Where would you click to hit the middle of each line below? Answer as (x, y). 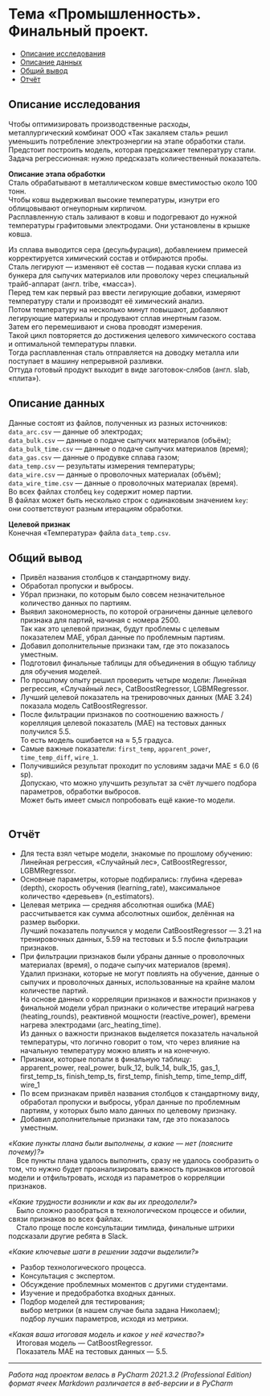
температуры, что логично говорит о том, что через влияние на (130, 1042)
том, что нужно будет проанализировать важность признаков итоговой (132, 1169)
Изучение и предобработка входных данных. (98, 1293)
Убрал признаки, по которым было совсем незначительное (122, 594)
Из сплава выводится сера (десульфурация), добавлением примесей (128, 249)
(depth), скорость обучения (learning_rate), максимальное (120, 888)
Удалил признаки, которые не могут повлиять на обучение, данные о (139, 973)
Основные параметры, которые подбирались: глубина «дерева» (131, 879)
